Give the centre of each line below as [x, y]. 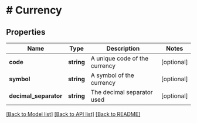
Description [123, 49]
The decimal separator [122, 92]
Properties [26, 32]
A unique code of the [119, 58]
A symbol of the [113, 75]
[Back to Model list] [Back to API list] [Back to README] [73, 114]
